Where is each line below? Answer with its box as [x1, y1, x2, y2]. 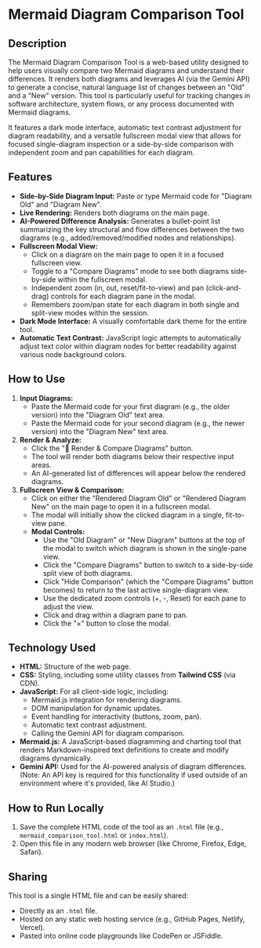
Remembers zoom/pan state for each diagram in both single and [31, 300, 240, 309]
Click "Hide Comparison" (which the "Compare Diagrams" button [42, 577, 254, 586]
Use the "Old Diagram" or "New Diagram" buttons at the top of [42, 535, 245, 545]
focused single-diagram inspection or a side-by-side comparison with [8, 140, 234, 148]
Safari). [19, 848, 44, 857]
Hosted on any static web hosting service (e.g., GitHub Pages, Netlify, [19, 914, 245, 924]
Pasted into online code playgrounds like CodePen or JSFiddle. [19, 932, 223, 941]
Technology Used [8, 641, 96, 654]
